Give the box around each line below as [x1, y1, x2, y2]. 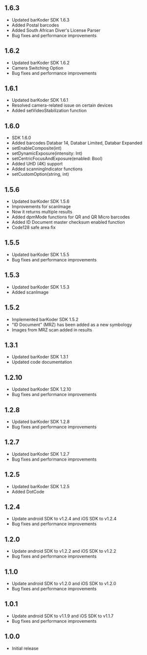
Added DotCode [11, 489, 44, 494]
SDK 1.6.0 [11, 135, 31, 141]
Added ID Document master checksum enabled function [11, 219, 125, 225]
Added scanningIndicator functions [11, 166, 83, 172]
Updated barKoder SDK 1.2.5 [11, 483, 70, 489]
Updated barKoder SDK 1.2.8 [11, 419, 70, 424]
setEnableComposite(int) [11, 145, 62, 151]
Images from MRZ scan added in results [11, 327, 92, 332]
